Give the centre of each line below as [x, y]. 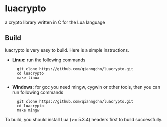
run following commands [38, 92]
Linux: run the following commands [49, 60]
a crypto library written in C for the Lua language [55, 22]
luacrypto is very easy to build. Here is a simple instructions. [67, 50]
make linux [28, 78]
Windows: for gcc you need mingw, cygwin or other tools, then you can [86, 87]
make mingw [28, 110]
